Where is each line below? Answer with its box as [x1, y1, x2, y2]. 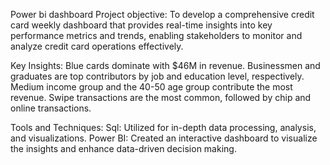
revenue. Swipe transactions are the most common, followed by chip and [10, 92, 312, 103]
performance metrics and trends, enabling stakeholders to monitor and [10, 30, 303, 41]
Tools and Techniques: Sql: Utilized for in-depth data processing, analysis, [10, 122, 317, 133]
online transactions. [10, 102, 92, 114]
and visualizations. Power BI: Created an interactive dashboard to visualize [10, 132, 318, 144]
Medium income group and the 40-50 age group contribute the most [10, 81, 293, 93]
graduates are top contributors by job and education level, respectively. [10, 70, 305, 82]
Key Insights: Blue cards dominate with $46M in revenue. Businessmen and [10, 60, 321, 71]
